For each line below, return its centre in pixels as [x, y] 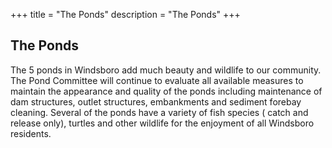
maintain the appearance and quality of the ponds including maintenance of [166, 91]
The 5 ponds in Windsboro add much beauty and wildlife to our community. [166, 70]
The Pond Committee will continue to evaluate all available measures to [157, 80]
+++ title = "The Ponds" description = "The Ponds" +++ [125, 14]
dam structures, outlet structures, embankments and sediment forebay [156, 101]
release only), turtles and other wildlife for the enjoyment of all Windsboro [162, 123]
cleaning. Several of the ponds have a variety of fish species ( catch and [159, 112]
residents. [31, 133]
